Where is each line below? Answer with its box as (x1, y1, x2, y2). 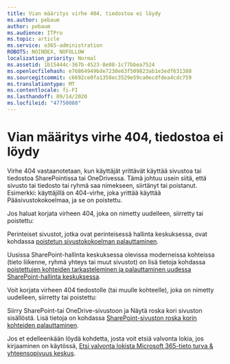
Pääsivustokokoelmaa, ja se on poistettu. (7, 195, 122, 204)
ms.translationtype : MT (7, 81, 76, 87)
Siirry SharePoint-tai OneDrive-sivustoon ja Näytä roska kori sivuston (7, 306, 203, 314)
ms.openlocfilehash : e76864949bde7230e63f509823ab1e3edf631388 (7, 67, 192, 74)
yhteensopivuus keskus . (7, 349, 76, 357)
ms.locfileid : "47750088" (7, 100, 81, 107)
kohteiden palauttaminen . (7, 321, 79, 329)
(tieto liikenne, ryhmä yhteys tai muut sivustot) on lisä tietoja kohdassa (7, 257, 206, 266)
